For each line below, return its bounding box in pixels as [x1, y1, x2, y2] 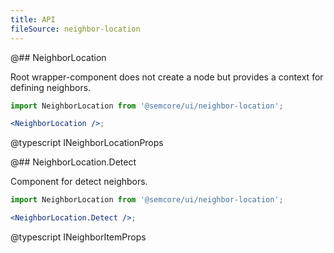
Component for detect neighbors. [10, 176, 148, 188]
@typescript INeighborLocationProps [10, 137, 164, 149]
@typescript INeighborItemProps [10, 231, 147, 243]
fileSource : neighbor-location [10, 24, 141, 34]
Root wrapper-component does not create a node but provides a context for [10, 71, 324, 83]
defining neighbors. [10, 81, 92, 93]
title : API [10, 14, 56, 25]
